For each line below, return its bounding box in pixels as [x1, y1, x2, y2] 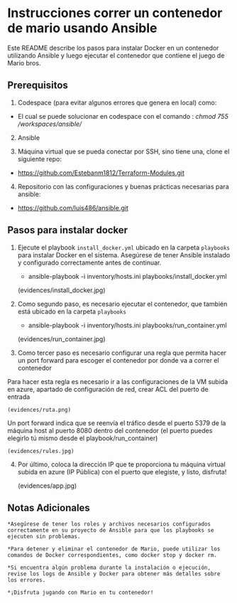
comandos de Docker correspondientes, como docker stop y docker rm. [7, 552, 218, 559]
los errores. [7, 577, 46, 584]
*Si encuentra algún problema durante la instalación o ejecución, [7, 564, 211, 572]
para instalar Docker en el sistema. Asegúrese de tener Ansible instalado [17, 250, 231, 259]
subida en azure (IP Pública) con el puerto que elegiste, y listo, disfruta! [17, 467, 227, 476]
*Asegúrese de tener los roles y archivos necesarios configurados [7, 521, 211, 528]
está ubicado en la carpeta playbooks [17, 307, 126, 316]
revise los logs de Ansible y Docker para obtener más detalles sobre [7, 570, 221, 577]
